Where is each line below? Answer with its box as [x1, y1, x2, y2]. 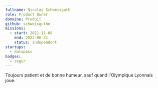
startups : [5, 44, 26, 49]
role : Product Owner [5, 12, 49, 17]
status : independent [14, 40, 57, 45]
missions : [5, 26, 26, 31]
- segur [10, 58, 26, 63]
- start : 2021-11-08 [10, 30, 53, 35]
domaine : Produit [5, 16, 42, 21]
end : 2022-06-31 [14, 35, 49, 40]
